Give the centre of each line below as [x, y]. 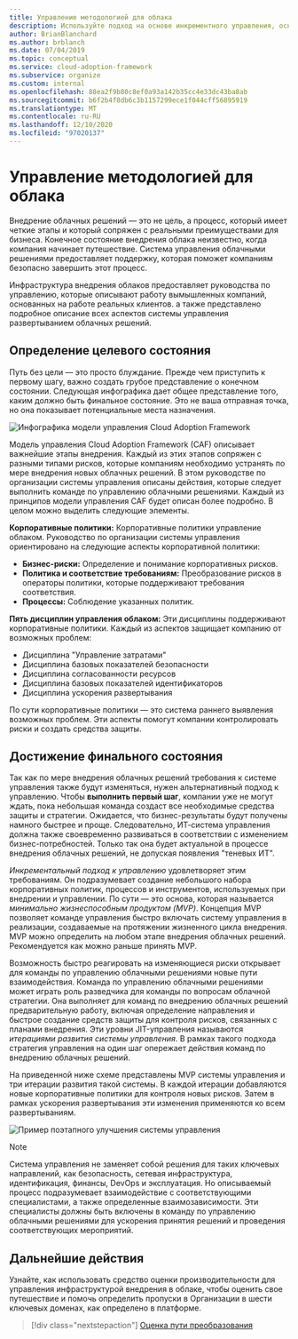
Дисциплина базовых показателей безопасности [115, 664]
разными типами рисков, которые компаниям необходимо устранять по [147, 463]
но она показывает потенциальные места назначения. [112, 410]
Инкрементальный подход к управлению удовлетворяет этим [128, 871]
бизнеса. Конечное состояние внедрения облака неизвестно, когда [138, 239]
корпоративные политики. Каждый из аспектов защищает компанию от [145, 628]
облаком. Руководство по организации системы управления [125, 537]
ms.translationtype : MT [53, 108]
